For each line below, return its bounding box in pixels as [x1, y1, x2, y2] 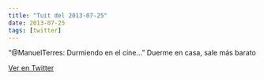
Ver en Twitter [8, 63, 55, 73]
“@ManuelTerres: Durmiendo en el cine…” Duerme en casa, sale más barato [8, 48, 257, 58]
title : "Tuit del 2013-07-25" [8, 11, 108, 20]
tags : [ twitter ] [8, 26, 62, 34]
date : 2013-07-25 [8, 19, 66, 27]
